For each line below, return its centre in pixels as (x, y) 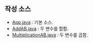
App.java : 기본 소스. (33, 22)
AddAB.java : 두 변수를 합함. (40, 28)
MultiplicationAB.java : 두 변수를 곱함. (50, 35)
